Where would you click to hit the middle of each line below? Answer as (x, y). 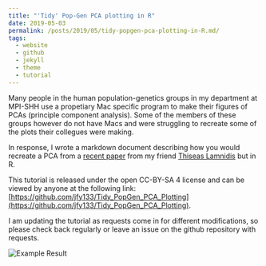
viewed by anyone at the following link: (72, 188)
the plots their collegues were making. (71, 132)
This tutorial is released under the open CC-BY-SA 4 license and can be (127, 180)
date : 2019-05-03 (37, 23)
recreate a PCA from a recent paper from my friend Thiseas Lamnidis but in (132, 156)
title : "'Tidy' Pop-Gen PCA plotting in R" (82, 16)
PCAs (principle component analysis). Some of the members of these (122, 115)
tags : (17, 38)
